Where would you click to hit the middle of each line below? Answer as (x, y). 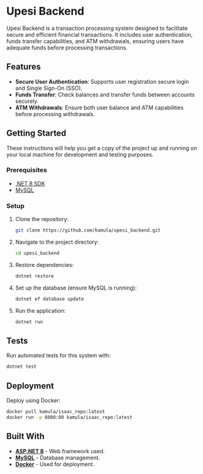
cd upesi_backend (37, 253)
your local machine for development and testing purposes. (80, 155)
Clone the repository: (42, 219)
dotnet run (29, 322)
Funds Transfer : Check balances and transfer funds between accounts (105, 94)
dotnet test (21, 367)
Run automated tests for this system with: (59, 356)
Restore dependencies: (44, 264)
